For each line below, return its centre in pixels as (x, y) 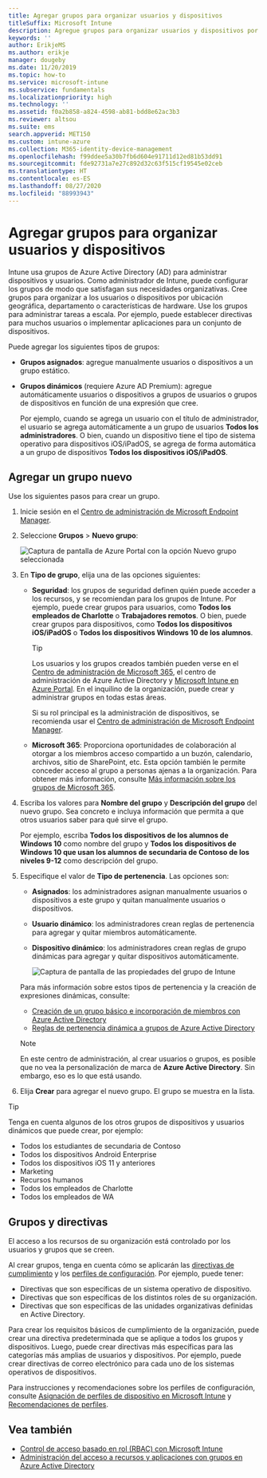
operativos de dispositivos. (53, 1372)
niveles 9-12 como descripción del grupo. (89, 861)
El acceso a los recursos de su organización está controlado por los (120, 1241)
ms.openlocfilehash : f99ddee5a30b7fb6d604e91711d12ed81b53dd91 (116, 156)
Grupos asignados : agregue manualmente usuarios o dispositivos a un (136, 362)
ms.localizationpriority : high (60, 97)
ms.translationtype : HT (48, 171)
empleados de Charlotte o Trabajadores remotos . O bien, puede (139, 616)
